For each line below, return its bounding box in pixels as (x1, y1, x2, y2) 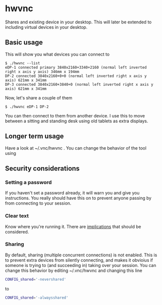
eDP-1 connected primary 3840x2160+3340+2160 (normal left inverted (5, 65, 147, 70)
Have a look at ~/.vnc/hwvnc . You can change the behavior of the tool (5, 145, 147, 151)
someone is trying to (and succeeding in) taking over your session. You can (5, 262, 157, 268)
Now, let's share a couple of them (5, 95, 72, 100)
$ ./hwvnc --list (5, 60, 40, 66)
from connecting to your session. (5, 200, 72, 206)
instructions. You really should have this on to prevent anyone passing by (5, 195, 152, 201)
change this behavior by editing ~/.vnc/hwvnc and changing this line (5, 267, 143, 273)
